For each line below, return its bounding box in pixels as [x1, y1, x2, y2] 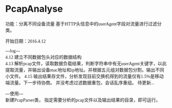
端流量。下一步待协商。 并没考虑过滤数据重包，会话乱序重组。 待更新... [5, 80, 155, 85]
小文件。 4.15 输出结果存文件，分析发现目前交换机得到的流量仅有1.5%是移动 [5, 74, 164, 79]
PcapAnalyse [5, 3, 63, 15]
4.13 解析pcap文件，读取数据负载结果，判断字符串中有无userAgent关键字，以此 [5, 61, 167, 67]
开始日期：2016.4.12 [5, 38, 46, 44]
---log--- [5, 48, 20, 54]
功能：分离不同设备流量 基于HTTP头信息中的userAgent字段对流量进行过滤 [5, 21, 158, 27]
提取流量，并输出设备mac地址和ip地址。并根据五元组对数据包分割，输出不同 [5, 67, 165, 73]
